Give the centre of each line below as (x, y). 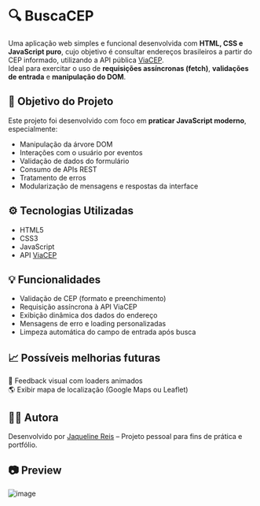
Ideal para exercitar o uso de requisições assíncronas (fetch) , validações (128, 68)
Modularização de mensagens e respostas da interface (109, 186)
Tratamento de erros (53, 177)
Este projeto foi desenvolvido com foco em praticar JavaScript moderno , (127, 121)
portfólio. (23, 445)
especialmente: (33, 128)
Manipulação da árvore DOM (66, 144)
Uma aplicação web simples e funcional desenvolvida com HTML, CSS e (126, 43)
